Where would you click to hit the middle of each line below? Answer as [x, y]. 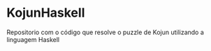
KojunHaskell [46, 13]
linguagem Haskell [33, 39]
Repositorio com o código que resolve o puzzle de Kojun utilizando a [105, 32]
